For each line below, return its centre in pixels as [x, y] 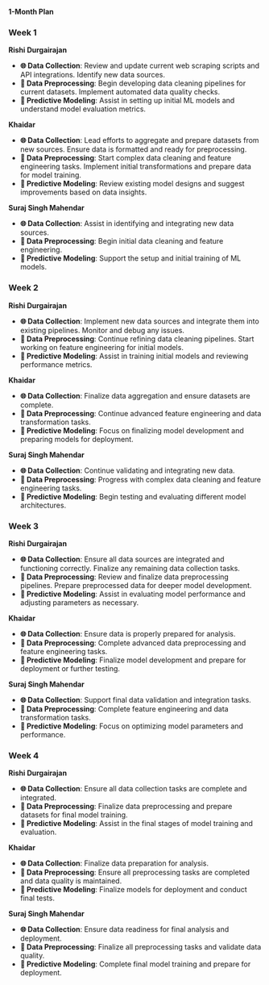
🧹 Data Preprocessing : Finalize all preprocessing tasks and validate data [141, 947]
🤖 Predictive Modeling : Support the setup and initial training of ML [130, 258]
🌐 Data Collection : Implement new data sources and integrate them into [139, 321]
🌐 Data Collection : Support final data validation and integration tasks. [135, 699]
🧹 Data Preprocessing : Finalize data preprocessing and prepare [126, 807]
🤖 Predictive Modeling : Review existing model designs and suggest [132, 184]
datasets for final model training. [74, 815]
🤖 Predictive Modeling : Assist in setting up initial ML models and [127, 101]
